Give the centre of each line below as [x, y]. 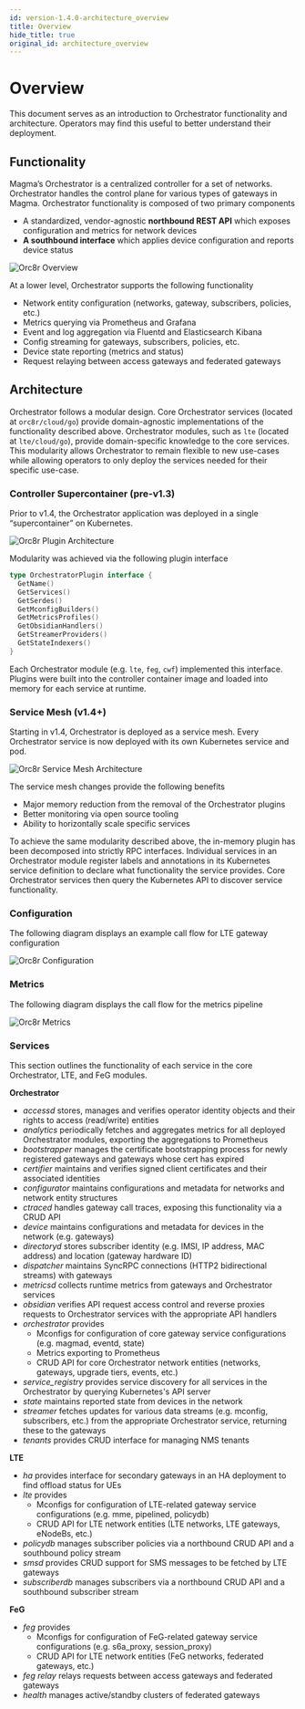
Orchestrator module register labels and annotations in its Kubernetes [140, 861]
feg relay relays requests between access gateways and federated [147, 1676]
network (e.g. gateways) [68, 1236]
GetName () [36, 584]
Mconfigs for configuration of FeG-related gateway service [147, 1637]
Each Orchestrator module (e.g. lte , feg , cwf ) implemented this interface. [146, 669]
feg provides [46, 1627]
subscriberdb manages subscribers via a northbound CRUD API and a [153, 1582]
